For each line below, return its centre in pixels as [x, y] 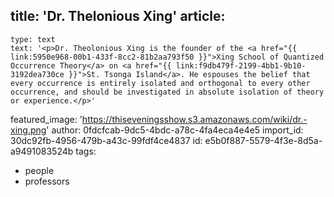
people [39, 170]
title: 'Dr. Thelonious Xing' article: [118, 16]
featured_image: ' [46, 119]
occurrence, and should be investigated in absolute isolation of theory [167, 92]
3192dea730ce [37, 74]
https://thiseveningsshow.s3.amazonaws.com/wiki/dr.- [194, 119]
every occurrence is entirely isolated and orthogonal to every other [160, 83]
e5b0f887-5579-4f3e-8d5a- [263, 140]
